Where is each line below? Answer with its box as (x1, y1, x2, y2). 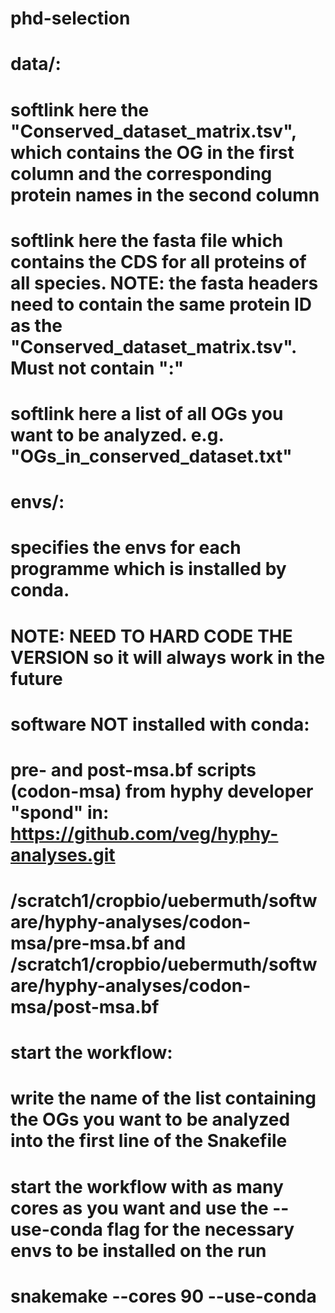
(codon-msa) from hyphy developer (10, 780, 314, 802)
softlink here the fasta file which (10, 229, 284, 252)
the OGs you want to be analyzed (10, 1108, 291, 1131)
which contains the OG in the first (10, 141, 295, 164)
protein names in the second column (10, 183, 320, 206)
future (10, 667, 63, 690)
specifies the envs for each (10, 537, 242, 559)
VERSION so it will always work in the (10, 646, 326, 669)
